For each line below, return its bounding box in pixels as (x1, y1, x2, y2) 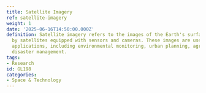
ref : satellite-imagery (6, 15, 67, 21)
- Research (6, 60, 34, 66)
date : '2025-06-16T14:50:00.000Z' (6, 26, 95, 32)
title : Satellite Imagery (6, 9, 72, 15)
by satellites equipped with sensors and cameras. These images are (12, 37, 191, 43)
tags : (6, 54, 20, 61)
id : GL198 (6, 65, 32, 72)
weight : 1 (6, 20, 32, 26)
